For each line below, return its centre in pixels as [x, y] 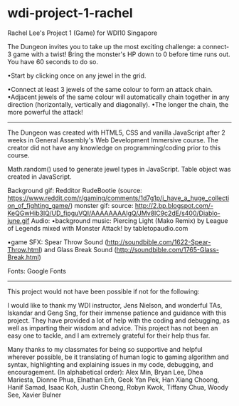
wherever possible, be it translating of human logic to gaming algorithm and [118, 357]
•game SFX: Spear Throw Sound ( [57, 242]
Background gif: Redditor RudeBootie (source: [75, 190]
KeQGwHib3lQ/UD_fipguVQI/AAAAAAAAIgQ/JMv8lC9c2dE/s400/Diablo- [114, 213]
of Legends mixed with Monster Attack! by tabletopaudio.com [98, 228]
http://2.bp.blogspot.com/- [174, 205]
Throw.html [24, 249]
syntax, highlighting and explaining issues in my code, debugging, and [110, 364]
